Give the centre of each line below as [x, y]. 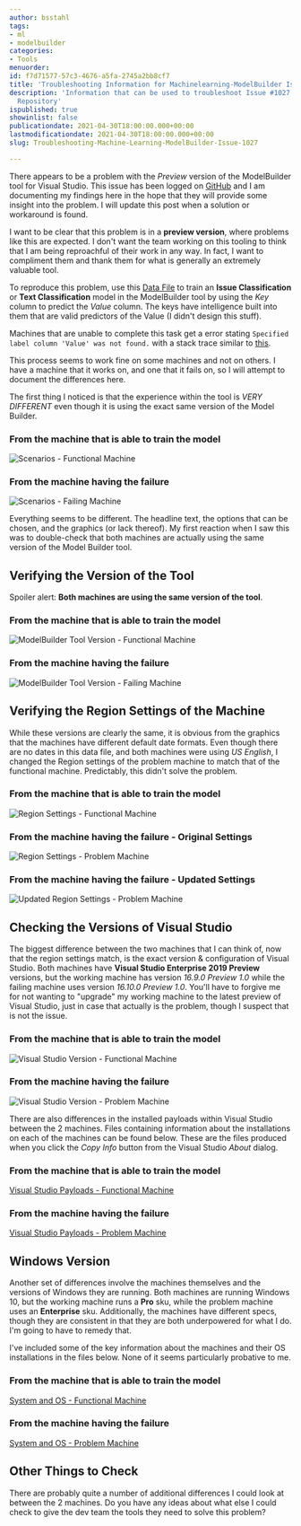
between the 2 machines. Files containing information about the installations [150, 1128]
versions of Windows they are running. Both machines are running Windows [150, 1293]
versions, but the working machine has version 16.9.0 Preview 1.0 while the [147, 978]
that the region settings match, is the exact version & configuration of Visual [149, 959]
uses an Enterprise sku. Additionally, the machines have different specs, [143, 1311]
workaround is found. [49, 214]
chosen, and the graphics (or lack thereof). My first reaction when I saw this [149, 528]
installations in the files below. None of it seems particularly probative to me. [150, 1357]
